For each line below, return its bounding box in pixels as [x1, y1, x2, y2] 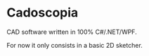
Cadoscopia [6, 5, 79, 21]
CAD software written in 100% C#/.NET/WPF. [6, 28, 138, 36]
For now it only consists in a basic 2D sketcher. [6, 41, 143, 49]
